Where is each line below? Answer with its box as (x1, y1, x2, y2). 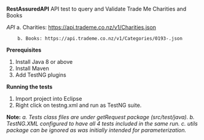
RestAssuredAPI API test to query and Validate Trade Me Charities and (6, 6, 187, 12)
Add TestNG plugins (15, 71, 66, 79)
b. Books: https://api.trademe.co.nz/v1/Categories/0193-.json (17, 36, 183, 42)
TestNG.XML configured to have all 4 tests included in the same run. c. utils (6, 120, 198, 127)
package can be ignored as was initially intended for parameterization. (6, 126, 187, 134)
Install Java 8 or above (15, 58, 73, 65)
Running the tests (6, 83, 53, 90)
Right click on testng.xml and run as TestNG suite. (15, 101, 142, 109)
